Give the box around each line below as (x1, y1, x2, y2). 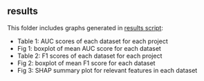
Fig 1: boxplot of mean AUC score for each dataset (17, 44, 161, 52)
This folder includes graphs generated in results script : (7, 23, 164, 32)
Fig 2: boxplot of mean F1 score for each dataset (17, 58, 156, 67)
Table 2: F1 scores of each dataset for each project (17, 51, 163, 60)
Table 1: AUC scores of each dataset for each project (17, 37, 168, 45)
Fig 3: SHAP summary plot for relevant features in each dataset (17, 66, 198, 74)
